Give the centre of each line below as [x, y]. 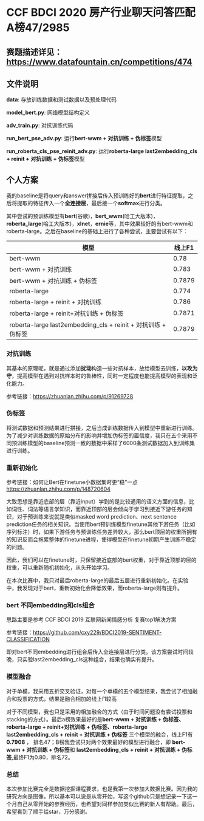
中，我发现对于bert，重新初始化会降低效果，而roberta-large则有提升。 [95, 588]
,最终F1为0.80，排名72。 [43, 757]
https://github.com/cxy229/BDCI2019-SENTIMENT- [97, 633]
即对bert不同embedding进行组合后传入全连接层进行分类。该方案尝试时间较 [100, 652]
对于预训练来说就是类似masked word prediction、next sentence [97, 517]
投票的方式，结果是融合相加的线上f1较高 [67, 698]
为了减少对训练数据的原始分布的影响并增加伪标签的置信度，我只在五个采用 [99, 435]
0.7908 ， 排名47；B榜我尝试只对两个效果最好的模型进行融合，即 [89, 742]
